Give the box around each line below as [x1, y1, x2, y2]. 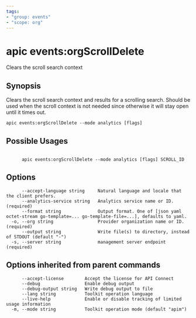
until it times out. [6, 109, 46, 116]
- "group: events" [6, 14, 51, 20]
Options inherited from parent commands [6, 260, 161, 270]
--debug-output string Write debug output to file [21, 286, 153, 292]
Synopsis [6, 81, 41, 91]
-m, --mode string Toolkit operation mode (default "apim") [11, 306, 187, 312]
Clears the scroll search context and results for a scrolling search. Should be [6, 96, 191, 103]
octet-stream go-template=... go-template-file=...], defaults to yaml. [6, 213, 187, 219]
